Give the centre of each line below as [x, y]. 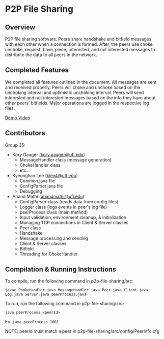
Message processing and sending [54, 238]
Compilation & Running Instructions [61, 269]
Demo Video [18, 118]
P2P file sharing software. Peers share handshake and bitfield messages [78, 39]
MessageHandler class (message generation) [66, 160]
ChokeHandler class [40, 165]
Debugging [31, 191]
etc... [25, 170]
